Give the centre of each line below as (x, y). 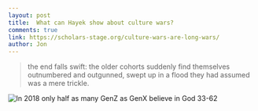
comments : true (33, 30)
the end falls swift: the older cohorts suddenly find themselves (129, 66)
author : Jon (28, 45)
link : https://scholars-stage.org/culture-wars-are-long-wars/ (114, 37)
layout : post (29, 15)
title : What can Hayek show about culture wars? (91, 23)
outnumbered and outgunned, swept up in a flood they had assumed (138, 75)
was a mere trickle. (58, 84)
